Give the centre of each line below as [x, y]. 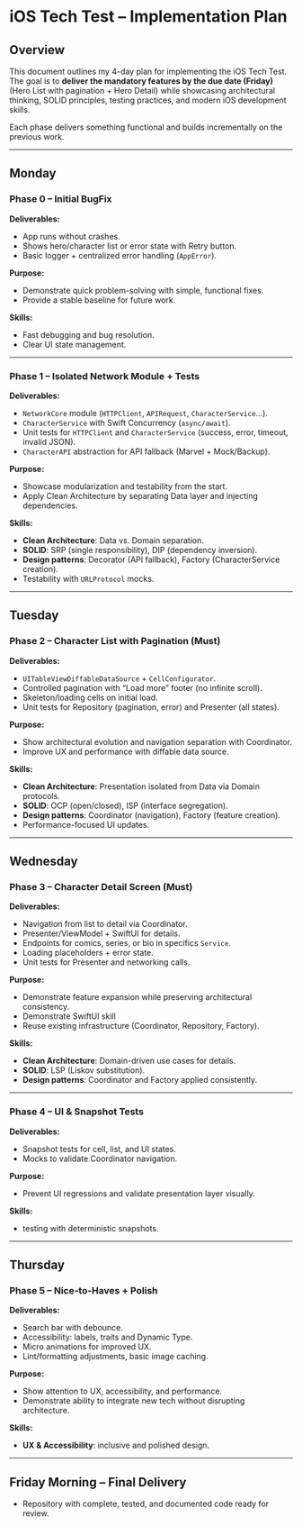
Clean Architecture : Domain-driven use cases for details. [129, 1061]
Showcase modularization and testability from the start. [124, 486]
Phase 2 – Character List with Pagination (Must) [115, 641]
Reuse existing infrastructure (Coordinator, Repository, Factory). [141, 1026]
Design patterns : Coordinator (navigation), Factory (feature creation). [151, 815]
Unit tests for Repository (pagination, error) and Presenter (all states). [151, 707]
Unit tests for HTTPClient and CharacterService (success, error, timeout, [155, 432]
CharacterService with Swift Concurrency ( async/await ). [126, 422]
